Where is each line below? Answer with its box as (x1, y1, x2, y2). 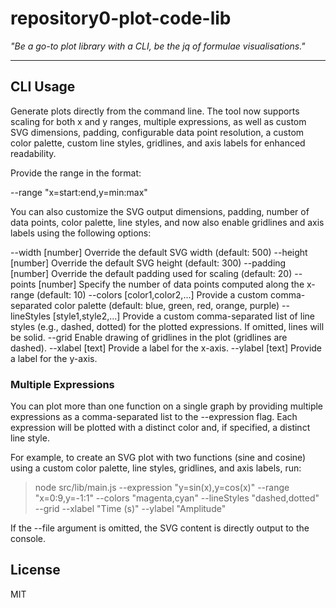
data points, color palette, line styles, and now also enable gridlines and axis (10, 216, 325, 228)
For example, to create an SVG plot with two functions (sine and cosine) (10, 452, 307, 464)
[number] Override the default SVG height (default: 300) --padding (10, 257, 287, 269)
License (10, 562, 61, 579)
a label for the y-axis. (10, 352, 98, 364)
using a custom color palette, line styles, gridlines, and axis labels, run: (10, 462, 302, 474)
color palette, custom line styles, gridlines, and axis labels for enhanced (10, 137, 306, 149)
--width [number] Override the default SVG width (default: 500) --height (10, 246, 308, 258)
